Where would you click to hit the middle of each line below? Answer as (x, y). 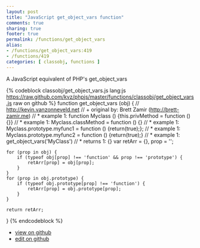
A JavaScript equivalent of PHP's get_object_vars (67, 79)
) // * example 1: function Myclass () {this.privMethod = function (107, 116)
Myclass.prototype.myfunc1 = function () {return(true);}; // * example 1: (93, 128)
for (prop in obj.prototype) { (45, 178)
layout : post (22, 12)
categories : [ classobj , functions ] (53, 62)
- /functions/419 (28, 56)
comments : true (25, 23)
